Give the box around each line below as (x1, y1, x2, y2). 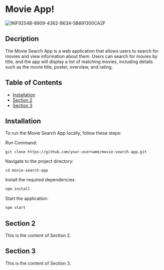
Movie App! (5, 4, 55, 15)
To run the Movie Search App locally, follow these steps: (5, 130, 122, 136)
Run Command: (5, 140, 38, 146)
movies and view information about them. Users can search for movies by (5, 53, 158, 59)
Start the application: (5, 195, 49, 201)
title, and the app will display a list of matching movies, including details (5, 59, 153, 65)
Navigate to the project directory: (5, 158, 74, 164)
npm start (5, 205, 26, 210)
